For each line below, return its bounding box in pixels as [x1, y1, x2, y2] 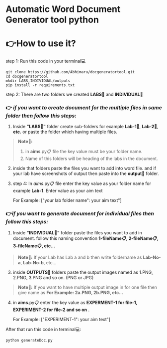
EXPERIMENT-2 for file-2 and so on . [12, 307, 90, 313]
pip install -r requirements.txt [5, 83, 75, 88]
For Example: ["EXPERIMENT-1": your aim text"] [12, 316, 111, 322]
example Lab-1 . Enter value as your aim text [12, 188, 103, 194]
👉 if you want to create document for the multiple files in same [5, 104, 162, 111]
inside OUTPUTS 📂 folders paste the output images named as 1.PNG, [12, 269, 153, 275]
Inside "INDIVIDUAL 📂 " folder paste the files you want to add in [12, 229, 142, 235]
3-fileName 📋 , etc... [12, 243, 55, 249]
